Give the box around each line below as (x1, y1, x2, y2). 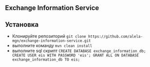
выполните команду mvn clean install (12, 43, 93, 49)
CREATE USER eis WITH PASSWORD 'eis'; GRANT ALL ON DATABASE (12, 53, 139, 58)
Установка (5, 20, 39, 29)
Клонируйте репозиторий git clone (12, 33, 86, 39)
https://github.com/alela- (88, 34, 143, 39)
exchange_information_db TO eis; (12, 57, 80, 62)
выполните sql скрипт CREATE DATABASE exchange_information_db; (12, 48, 146, 54)
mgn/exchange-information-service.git (12, 38, 91, 43)
